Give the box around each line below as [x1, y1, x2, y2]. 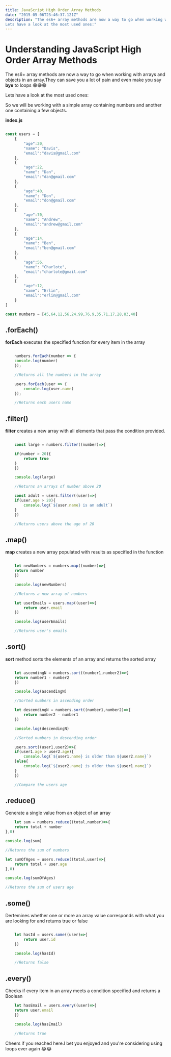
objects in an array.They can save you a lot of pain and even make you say [5, 77, 162, 83]
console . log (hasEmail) [14, 1021, 63, 1027]
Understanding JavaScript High [5, 44, 141, 55]
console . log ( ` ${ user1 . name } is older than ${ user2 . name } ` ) [23, 754, 152, 759]
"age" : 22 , [23, 165, 44, 170]
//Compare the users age [14, 782, 67, 787]
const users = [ [5, 132, 40, 137]
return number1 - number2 [14, 675, 70, 680]
